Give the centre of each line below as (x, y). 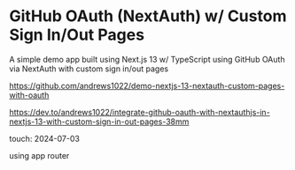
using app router (39, 155)
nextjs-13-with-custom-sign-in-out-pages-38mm (99, 122)
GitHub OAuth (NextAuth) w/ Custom (148, 16)
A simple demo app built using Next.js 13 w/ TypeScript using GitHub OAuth (147, 59)
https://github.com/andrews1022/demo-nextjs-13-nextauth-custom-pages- (147, 85)
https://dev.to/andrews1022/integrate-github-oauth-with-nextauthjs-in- (140, 112)
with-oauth (29, 95)
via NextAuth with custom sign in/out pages (89, 69)
